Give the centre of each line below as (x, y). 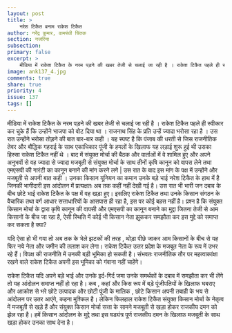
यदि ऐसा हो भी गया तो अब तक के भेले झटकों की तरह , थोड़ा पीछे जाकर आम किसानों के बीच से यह (113, 238)
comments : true (29, 78)
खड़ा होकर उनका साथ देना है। (41, 322)
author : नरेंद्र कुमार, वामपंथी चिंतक (47, 33)
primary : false (29, 53)
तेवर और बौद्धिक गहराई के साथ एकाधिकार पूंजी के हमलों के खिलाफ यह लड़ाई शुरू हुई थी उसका (109, 147)
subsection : (24, 46)
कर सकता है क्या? (27, 224)
